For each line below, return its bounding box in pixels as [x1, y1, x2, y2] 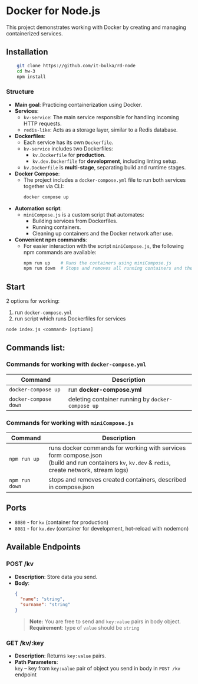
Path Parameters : [14, 659, 58, 666]
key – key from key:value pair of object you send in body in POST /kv [14, 665, 181, 672]
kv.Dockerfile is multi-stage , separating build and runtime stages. [23, 163, 186, 171]
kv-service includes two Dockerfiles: [23, 145, 113, 152]
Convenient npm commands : [14, 236, 87, 243]
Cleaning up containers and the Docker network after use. [32, 230, 174, 237]
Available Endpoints [6, 542, 81, 552]
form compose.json [48, 451, 103, 460]
